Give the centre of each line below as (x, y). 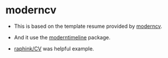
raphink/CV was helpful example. (54, 48)
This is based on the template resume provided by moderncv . (88, 26)
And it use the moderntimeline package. (62, 37)
